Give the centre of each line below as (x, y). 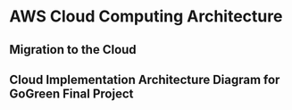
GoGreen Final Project (71, 93)
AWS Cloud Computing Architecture (146, 17)
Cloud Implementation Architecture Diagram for (145, 79)
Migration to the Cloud (73, 50)
